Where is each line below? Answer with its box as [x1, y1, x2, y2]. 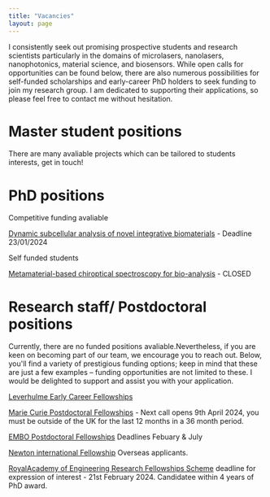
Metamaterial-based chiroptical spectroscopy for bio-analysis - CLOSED [8, 269, 252, 279]
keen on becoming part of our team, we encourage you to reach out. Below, [8, 351, 263, 360]
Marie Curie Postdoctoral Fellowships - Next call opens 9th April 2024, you [8, 408, 259, 417]
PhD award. [8, 481, 48, 490]
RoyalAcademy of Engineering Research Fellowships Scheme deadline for [8, 464, 256, 473]
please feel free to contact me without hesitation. [8, 94, 173, 103]
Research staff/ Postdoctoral [8, 298, 207, 316]
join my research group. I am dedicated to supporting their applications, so [8, 85, 259, 94]
